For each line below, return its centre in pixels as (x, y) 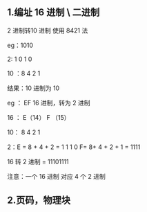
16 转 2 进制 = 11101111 (38, 161)
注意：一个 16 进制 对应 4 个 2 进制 (56, 176)
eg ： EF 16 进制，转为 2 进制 (49, 103)
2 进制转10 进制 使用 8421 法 (48, 30)
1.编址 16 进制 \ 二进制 (53, 12)
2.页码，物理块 (39, 201)
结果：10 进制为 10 (33, 88)
